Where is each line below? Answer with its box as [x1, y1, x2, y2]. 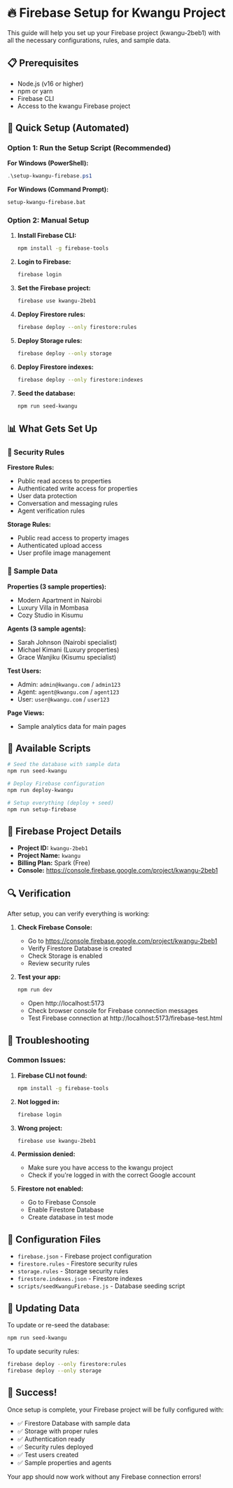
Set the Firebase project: [17, 284, 91, 293]
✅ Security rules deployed [17, 1442, 94, 1451]
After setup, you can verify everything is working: [7, 910, 150, 918]
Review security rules [27, 959, 90, 967]
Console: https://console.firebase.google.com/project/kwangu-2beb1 [17, 866, 218, 875]
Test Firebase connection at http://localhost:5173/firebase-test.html [27, 1014, 223, 1022]
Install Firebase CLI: [17, 232, 77, 240]
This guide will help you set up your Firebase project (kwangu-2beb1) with [7, 28, 220, 36]
